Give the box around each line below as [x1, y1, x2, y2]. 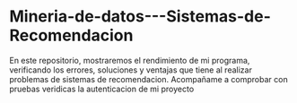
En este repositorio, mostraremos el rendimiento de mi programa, [9, 55, 250, 65]
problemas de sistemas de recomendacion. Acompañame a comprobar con [9, 73, 289, 84]
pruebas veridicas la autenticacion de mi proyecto [9, 83, 195, 94]
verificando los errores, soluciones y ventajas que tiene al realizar [9, 64, 253, 75]
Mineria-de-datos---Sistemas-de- [9, 6, 271, 27]
